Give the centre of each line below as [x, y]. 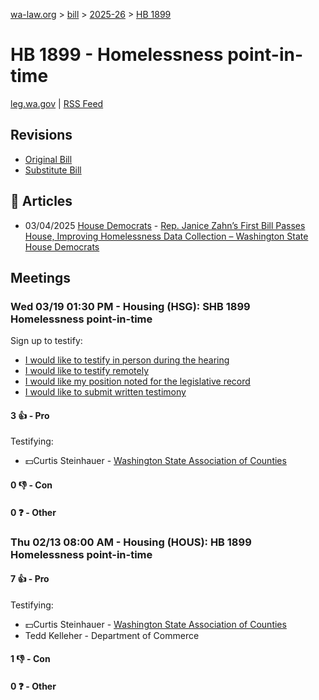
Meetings [41, 277]
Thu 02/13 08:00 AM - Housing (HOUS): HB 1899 [131, 542]
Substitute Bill [53, 170]
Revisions [41, 135]
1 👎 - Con [30, 659]
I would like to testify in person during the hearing [127, 360]
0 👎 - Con [31, 485]
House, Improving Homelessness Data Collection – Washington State [166, 236]
